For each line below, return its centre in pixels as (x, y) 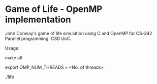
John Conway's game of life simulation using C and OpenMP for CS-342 (79, 33)
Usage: (12, 48)
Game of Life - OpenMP (54, 9)
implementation (38, 20)
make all (14, 57)
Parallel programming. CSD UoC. (38, 39)
